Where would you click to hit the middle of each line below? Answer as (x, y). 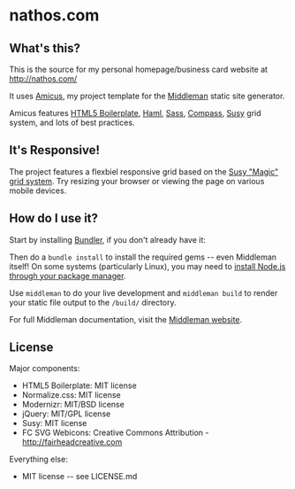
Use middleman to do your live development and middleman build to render (144, 292)
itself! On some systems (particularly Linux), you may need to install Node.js (147, 266)
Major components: (45, 369)
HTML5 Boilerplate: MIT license (79, 385)
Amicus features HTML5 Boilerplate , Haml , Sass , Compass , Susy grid (136, 113)
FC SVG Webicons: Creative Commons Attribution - (115, 433)
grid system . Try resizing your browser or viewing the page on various (137, 181)
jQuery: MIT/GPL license (66, 414)
